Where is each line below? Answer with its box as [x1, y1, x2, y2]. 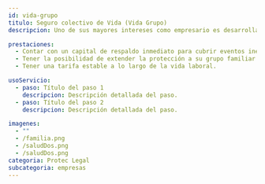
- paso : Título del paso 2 [15, 98, 104, 106]
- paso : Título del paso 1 [15, 83, 104, 91]
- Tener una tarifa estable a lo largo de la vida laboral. [15, 62, 217, 71]
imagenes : [8, 120, 41, 128]
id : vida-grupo [8, 11, 58, 20]
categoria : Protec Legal [8, 156, 90, 164]
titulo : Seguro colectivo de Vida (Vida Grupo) [8, 19, 168, 27]
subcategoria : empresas [8, 164, 87, 171]
